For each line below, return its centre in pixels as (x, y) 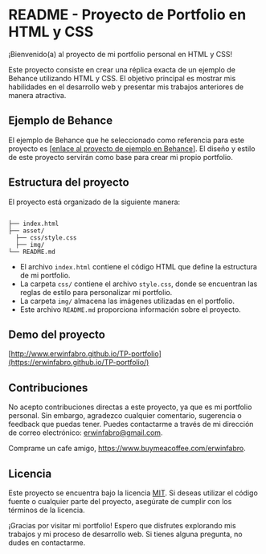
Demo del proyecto (57, 334)
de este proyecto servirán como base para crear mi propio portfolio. (121, 157)
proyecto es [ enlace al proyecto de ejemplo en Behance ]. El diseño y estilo (132, 148)
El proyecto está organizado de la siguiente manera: (94, 202)
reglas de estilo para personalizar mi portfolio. (96, 292)
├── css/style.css (47, 238)
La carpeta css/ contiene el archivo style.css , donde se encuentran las (139, 284)
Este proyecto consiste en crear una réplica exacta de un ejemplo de (122, 69)
